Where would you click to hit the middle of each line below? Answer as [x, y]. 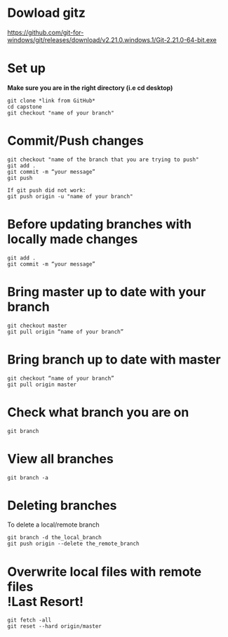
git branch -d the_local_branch [54, 538]
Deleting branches [62, 505]
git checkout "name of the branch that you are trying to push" [103, 160]
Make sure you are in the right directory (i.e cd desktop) [90, 88]
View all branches [60, 459]
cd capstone [25, 107]
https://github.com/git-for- [46, 32]
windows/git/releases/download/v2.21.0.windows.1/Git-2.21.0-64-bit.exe [112, 39]
